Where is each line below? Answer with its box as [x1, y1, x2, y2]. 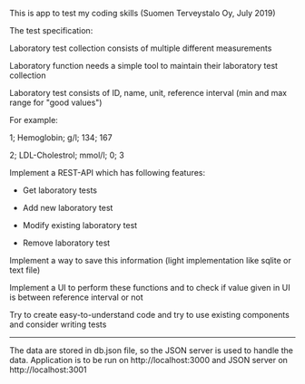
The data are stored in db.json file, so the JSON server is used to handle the [9, 345, 293, 356]
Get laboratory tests [22, 185, 98, 196]
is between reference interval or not [9, 292, 143, 302]
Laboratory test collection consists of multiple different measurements [9, 43, 272, 53]
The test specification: [9, 25, 93, 35]
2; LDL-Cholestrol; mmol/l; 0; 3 [9, 149, 124, 160]
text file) [9, 264, 41, 275]
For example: [9, 115, 59, 125]
